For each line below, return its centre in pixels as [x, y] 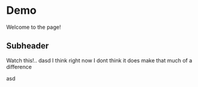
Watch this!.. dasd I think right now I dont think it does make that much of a [99, 60]
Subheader [28, 46]
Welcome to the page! [34, 27]
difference [19, 67]
